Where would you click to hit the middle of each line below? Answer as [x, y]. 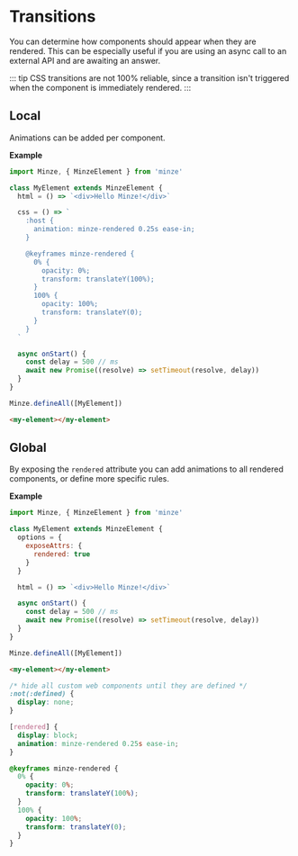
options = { [40, 537]
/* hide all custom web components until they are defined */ [128, 686]
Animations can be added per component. [87, 138]
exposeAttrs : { [54, 546]
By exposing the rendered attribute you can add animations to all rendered [146, 469]
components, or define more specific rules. [89, 479]
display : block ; [48, 735]
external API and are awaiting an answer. [85, 60]
